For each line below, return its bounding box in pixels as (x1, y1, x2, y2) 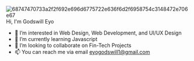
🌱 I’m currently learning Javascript (14, 36, 98, 42)
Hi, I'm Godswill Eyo (6, 18, 54, 25)
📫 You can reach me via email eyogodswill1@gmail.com (14, 49, 150, 55)
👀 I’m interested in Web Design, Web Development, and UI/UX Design (14, 29, 182, 36)
